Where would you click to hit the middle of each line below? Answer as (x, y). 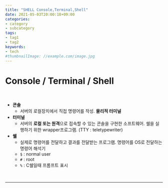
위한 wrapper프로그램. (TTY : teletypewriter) (78, 130)
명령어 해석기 (33, 149)
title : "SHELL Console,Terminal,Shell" (47, 10)
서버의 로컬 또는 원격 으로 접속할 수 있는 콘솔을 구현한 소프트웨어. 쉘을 (87, 124)
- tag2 (12, 42)
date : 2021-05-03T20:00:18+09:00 (40, 14)
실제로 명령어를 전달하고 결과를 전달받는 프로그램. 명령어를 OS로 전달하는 (91, 142)
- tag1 (12, 38)
